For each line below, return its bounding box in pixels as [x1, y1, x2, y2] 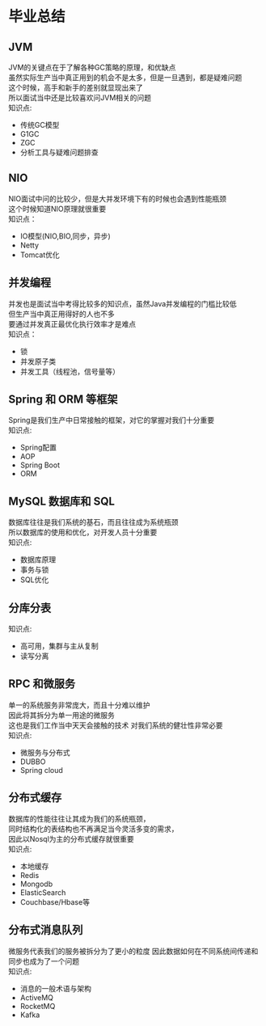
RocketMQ [19, 1001, 56, 1011]
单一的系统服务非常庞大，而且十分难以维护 [8, 700, 150, 710]
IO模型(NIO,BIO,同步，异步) [19, 231, 111, 241]
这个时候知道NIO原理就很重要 [8, 204, 107, 213]
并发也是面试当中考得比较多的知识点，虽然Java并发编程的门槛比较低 [8, 298, 237, 308]
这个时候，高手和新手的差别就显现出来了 [8, 82, 143, 92]
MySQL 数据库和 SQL [8, 494, 116, 508]
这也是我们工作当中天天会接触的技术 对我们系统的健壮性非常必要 [8, 720, 223, 730]
